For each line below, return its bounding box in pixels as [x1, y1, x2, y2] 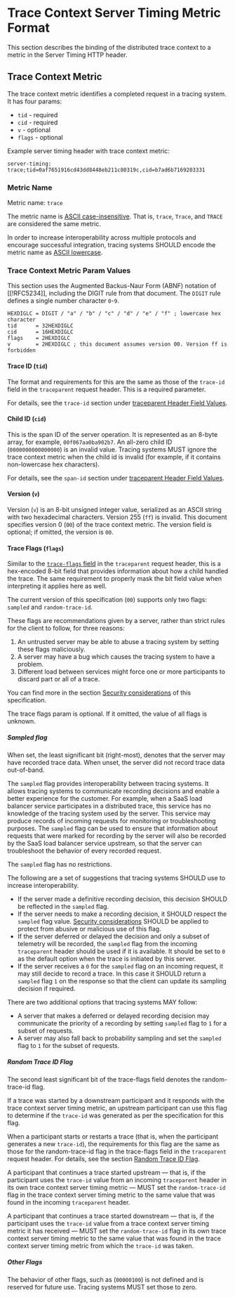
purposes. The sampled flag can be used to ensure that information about [7, 824, 218, 833]
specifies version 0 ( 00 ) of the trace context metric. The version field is [7, 520, 212, 528]
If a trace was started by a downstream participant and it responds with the [7, 1096, 225, 1105]
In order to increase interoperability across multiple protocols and [7, 233, 196, 242]
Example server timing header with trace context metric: [7, 146, 170, 155]
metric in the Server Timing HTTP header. [7, 51, 128, 59]
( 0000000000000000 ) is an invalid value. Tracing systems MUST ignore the [7, 445, 217, 454]
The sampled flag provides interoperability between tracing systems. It [7, 780, 209, 788]
